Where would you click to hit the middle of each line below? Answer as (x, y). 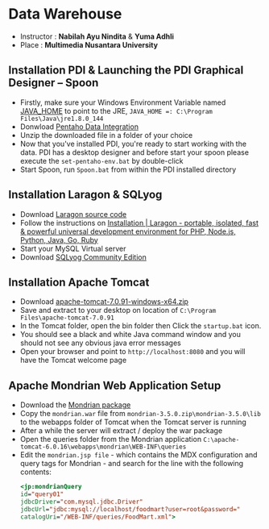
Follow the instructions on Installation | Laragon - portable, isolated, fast (139, 223)
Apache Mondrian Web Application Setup (115, 385)
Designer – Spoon (54, 83)
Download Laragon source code (73, 214)
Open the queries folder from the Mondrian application (111, 439)
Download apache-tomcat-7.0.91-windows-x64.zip (104, 302)
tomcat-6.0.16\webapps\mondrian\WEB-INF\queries (103, 447)
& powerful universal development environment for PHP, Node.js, (128, 231)
